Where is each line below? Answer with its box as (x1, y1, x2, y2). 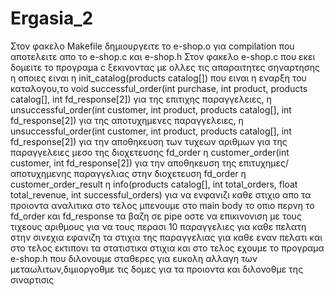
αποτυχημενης (10, 167, 72, 179)
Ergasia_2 (10, 7, 94, 30)
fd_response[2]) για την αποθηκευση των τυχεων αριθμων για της (10, 135, 288, 147)
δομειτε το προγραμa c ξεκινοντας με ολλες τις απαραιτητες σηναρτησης (10, 61, 321, 73)
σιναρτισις (10, 273, 55, 286)
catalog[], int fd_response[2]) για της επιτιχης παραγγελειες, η (10, 93, 272, 105)
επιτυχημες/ (238, 157, 290, 169)
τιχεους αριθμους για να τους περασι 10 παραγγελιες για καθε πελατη (10, 220, 307, 232)
